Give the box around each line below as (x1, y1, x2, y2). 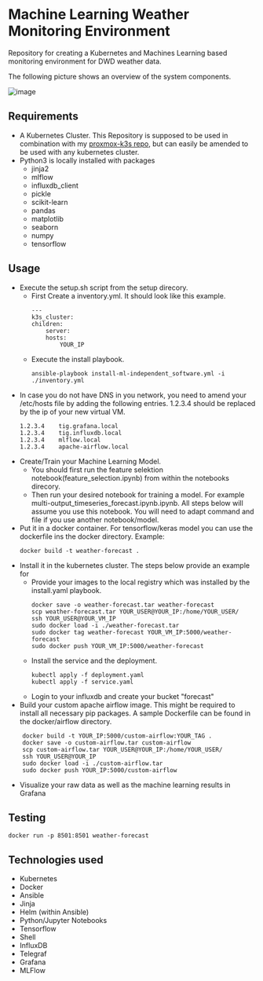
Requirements (8, 110, 79, 123)
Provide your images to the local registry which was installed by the (31, 577, 250, 587)
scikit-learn (31, 197, 68, 207)
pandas (31, 206, 57, 215)
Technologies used (8, 853, 104, 866)
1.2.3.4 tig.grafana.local (19, 422, 119, 430)
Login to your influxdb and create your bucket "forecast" (31, 691, 214, 701)
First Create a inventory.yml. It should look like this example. (31, 291, 226, 300)
